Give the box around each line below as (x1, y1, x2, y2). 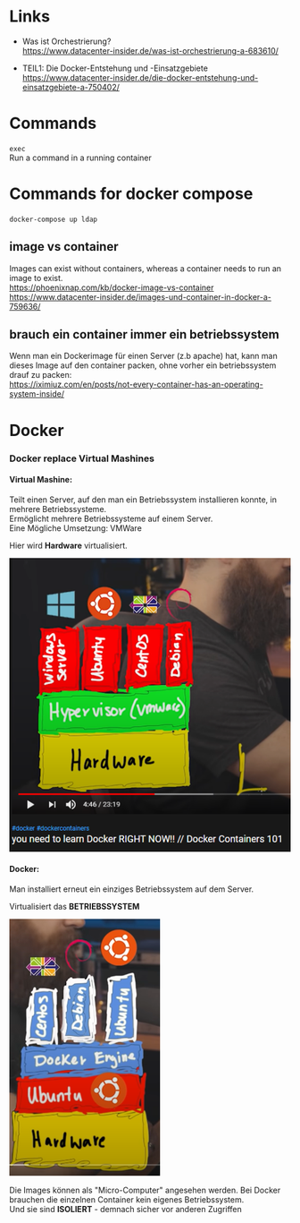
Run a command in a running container (9, 152, 152, 163)
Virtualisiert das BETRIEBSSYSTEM (9, 901, 140, 911)
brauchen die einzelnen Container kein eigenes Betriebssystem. (9, 1193, 245, 1205)
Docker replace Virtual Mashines (9, 452, 154, 465)
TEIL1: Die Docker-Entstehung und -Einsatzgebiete (21, 63, 208, 73)
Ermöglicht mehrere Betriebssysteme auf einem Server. (9, 513, 213, 524)
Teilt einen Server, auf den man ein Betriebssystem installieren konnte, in (9, 494, 277, 505)
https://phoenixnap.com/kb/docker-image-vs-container (9, 282, 214, 293)
